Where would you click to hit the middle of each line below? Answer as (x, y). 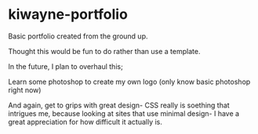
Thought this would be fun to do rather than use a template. (104, 51)
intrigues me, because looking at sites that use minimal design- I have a (124, 113)
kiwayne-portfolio (68, 14)
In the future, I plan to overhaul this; (65, 66)
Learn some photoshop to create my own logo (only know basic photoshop (129, 81)
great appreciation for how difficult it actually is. (85, 121)
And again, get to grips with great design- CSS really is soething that (119, 105)
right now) (25, 90)
